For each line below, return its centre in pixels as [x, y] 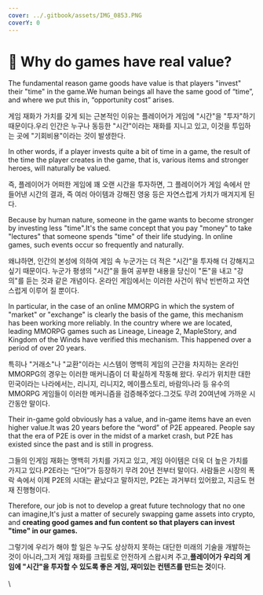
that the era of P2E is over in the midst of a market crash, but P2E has [121, 436]
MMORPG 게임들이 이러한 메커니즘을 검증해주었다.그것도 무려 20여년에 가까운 [128, 394]
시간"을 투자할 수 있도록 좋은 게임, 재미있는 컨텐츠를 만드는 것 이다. [126, 567]
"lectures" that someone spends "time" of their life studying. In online [121, 237]
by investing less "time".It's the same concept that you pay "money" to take [130, 228]
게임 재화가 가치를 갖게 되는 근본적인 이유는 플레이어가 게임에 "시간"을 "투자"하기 [132, 116]
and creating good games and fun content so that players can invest [122, 523]
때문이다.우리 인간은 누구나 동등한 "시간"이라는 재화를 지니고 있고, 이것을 [119, 126]
